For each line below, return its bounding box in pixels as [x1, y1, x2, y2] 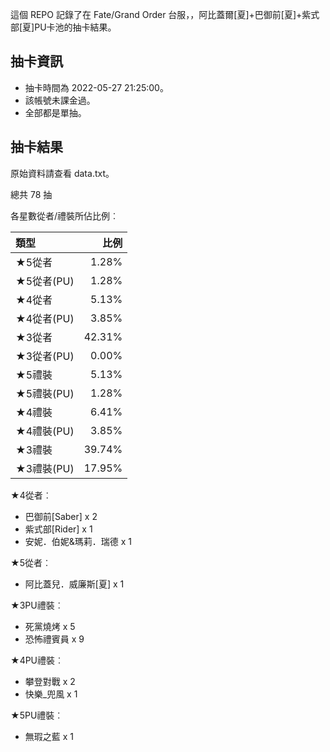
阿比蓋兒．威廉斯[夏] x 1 [24, 578, 125, 590]
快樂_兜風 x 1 [24, 688, 78, 700]
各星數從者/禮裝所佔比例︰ [10, 209, 120, 222]
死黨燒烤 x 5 [24, 620, 76, 632]
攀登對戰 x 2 [24, 675, 76, 687]
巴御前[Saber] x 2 [24, 510, 98, 522]
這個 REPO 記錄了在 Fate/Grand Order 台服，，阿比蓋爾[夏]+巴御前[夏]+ [10, 9, 303, 20]
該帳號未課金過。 [24, 94, 96, 106]
